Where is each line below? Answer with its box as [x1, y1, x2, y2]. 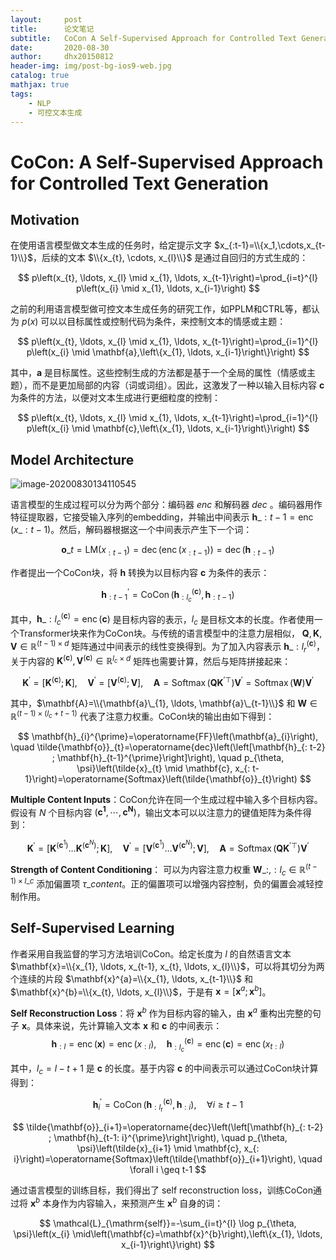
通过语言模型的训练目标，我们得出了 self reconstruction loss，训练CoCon [10, 1184, 314, 1196]
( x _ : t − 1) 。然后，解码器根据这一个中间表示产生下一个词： [10, 524, 253, 536]
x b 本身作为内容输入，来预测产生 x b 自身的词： [29, 1196, 224, 1210]
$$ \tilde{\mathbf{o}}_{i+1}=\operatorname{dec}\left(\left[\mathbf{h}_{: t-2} [12, 1121, 324, 1133]
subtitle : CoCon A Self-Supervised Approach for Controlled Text [10, 33, 298, 43]
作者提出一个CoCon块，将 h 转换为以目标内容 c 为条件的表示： [10, 566, 270, 578]
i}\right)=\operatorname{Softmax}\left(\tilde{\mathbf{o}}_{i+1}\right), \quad [13, 1153, 323, 1165]
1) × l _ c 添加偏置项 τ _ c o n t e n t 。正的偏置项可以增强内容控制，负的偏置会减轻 [10, 876, 315, 890]
